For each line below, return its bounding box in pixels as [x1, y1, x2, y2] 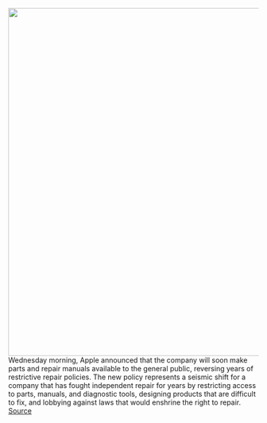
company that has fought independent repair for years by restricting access [8, 381, 257, 390]
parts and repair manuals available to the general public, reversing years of [8, 364, 254, 373]
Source [8, 406, 32, 415]
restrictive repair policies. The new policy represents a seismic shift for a [8, 372, 246, 382]
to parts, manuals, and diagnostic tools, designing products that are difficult [8, 390, 256, 398]
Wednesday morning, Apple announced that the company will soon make [8, 355, 248, 365]
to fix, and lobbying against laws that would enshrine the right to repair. [8, 398, 242, 407]
